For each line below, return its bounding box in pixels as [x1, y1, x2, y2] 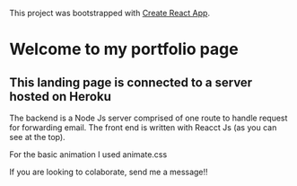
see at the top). [9, 132, 66, 142]
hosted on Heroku [9, 89, 112, 104]
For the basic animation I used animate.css [9, 149, 168, 160]
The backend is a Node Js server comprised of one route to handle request [9, 112, 288, 123]
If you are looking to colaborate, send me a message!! [9, 166, 208, 177]
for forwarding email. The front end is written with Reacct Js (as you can [9, 122, 277, 133]
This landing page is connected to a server [9, 75, 253, 90]
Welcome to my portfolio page [9, 40, 240, 59]
